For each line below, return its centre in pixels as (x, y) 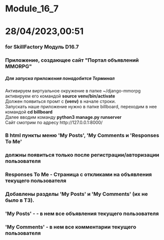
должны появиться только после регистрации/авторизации (82, 155)
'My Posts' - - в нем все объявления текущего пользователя (82, 213)
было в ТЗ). (20, 200)
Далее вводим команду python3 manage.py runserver (63, 117)
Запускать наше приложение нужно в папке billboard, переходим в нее (81, 107)
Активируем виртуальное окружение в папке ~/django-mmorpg (73, 91)
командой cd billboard (29, 112)
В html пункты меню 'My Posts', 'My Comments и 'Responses (82, 136)
